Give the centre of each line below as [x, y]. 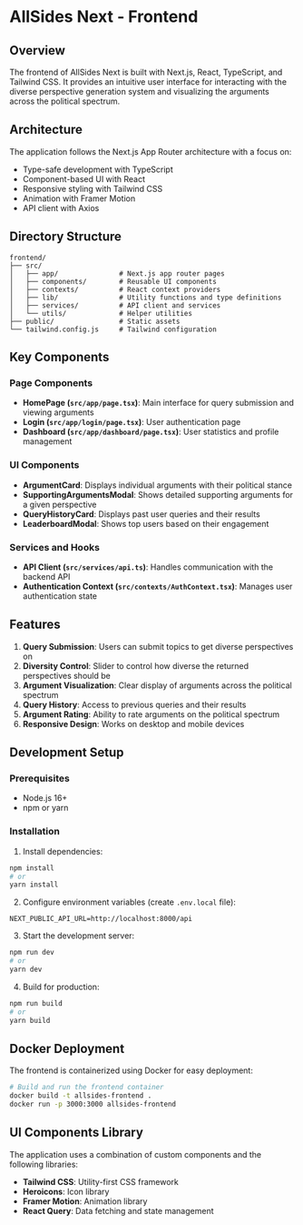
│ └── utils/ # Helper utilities [101, 313]
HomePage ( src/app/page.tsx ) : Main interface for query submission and [158, 403]
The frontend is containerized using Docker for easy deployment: [132, 1070]
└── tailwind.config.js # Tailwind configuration [113, 329]
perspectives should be [66, 675]
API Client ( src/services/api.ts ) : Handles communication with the [148, 567]
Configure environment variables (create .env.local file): [129, 902]
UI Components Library [76, 1133]
